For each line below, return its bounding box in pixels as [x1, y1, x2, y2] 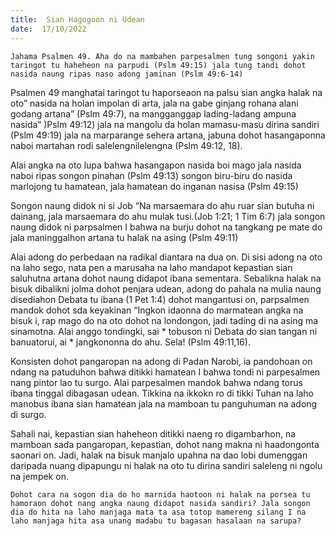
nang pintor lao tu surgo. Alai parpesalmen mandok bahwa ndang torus [10, 376, 303, 388]
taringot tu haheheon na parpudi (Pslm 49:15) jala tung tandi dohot [10, 60, 307, 70]
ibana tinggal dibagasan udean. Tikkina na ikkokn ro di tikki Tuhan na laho [10, 387, 314, 399]
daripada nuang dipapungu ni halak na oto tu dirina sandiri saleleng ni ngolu [10, 459, 323, 471]
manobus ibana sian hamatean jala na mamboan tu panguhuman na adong [10, 397, 318, 410]
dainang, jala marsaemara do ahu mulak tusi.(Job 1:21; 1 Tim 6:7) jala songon [10, 210, 326, 222]
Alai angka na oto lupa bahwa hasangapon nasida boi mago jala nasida [10, 159, 302, 171]
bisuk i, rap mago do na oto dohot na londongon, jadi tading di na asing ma [10, 314, 319, 326]
